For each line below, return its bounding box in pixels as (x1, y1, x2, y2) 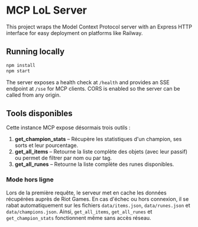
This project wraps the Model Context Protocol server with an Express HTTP (6, 23, 192, 30)
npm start (6, 68, 31, 74)
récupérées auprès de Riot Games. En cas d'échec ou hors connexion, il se (6, 195, 189, 202)
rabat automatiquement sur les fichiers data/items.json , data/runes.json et (6, 202, 190, 209)
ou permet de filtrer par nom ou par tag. (14, 155, 112, 162)
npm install (6, 62, 35, 68)
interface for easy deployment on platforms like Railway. (6, 29, 143, 36)
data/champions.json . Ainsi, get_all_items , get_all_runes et (6, 208, 152, 215)
